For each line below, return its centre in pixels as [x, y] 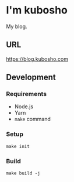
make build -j [23, 173]
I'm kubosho [37, 10]
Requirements [27, 94]
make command [32, 119]
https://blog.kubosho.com [37, 59]
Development [31, 78]
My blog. [17, 26]
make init [18, 146]
